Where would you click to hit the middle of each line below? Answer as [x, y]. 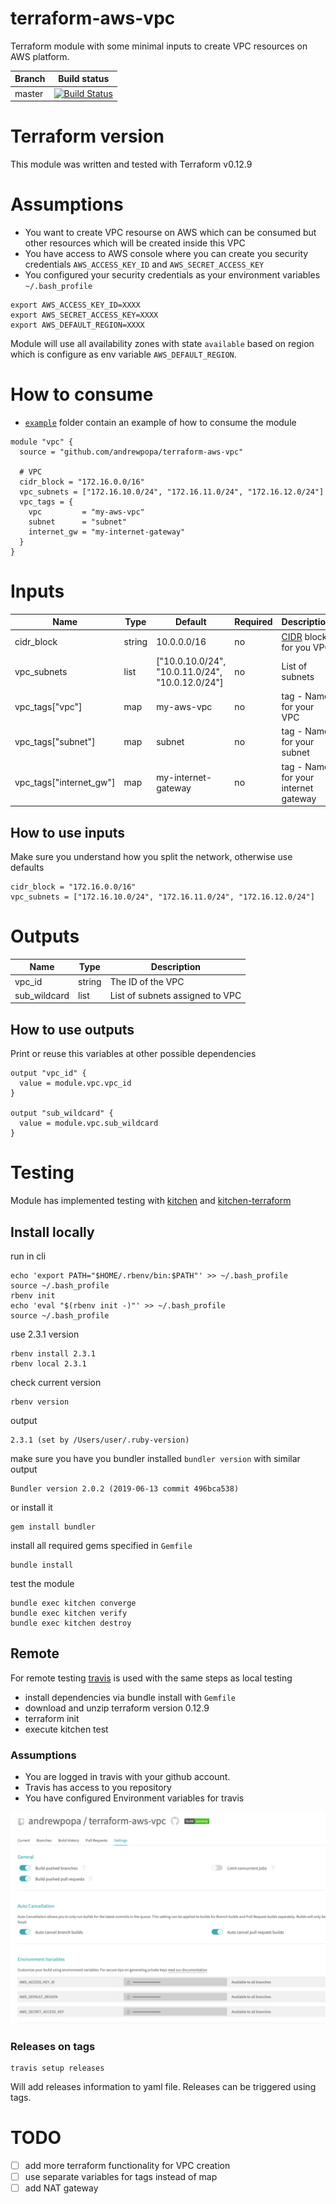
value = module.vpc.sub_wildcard [89, 1123]
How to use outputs [72, 1029]
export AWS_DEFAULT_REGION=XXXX [77, 325]
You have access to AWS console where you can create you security [166, 254]
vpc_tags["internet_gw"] [65, 783]
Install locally [52, 1232]
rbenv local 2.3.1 [48, 1364]
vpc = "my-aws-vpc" [86, 512]
